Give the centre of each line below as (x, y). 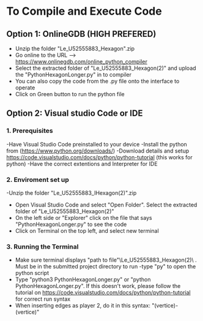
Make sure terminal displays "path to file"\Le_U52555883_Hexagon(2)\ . (106, 260)
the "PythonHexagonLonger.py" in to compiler (73, 74)
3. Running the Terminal (42, 246)
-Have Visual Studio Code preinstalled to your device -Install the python (97, 144)
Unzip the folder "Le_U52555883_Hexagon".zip (75, 48)
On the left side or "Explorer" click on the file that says (83, 217)
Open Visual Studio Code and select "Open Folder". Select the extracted (106, 205)
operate (25, 88)
